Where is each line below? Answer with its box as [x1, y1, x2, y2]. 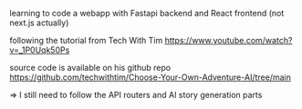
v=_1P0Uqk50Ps [9, 45, 70, 55]
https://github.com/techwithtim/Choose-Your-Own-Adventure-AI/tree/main [9, 72, 292, 83]
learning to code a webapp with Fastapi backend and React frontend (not [9, 8, 285, 18]
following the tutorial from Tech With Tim [9, 35, 163, 45]
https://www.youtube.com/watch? [164, 35, 293, 45]
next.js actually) [9, 17, 69, 28]
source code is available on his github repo [9, 63, 172, 73]
